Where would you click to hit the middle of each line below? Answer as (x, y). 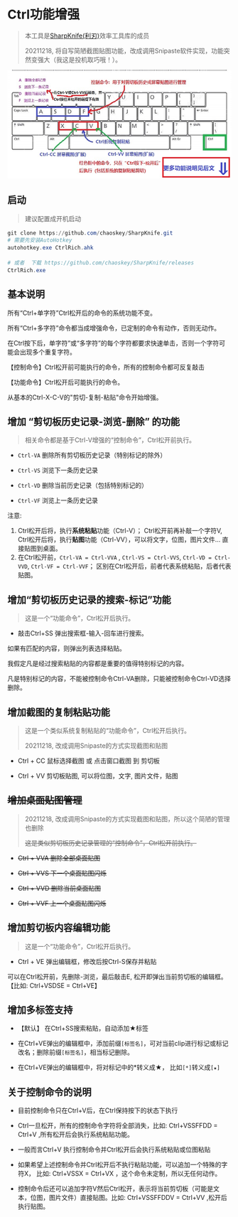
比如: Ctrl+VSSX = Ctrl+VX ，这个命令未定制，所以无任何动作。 (129, 1174)
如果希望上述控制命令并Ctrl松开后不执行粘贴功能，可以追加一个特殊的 (119, 1165)
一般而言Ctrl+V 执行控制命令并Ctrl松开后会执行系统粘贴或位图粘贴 (114, 1149)
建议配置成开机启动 (53, 218)
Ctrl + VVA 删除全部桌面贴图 (59, 858)
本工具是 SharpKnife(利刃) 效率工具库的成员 (87, 36)
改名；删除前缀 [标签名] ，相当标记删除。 (75, 1052)
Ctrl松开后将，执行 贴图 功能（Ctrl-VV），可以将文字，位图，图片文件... (119, 540)
